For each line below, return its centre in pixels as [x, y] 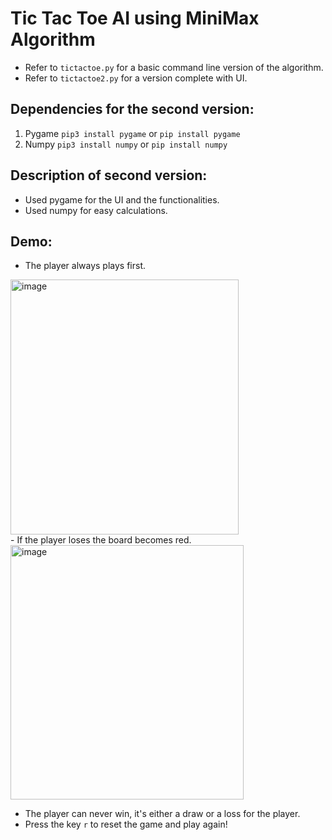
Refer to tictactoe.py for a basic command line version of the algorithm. [174, 67]
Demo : [31, 241]
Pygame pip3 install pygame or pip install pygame [132, 133]
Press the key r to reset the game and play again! [126, 824]
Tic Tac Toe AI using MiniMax [135, 18]
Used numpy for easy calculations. [96, 210]
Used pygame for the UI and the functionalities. [122, 199]
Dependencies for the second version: [132, 109]
